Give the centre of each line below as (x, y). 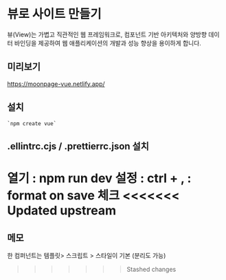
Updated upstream (62, 211)
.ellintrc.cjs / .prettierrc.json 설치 (78, 146)
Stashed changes (151, 269)
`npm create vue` (32, 123)
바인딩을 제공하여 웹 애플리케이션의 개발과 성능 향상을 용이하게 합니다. (108, 43)
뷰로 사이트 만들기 (54, 14)
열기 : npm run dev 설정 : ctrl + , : (99, 179)
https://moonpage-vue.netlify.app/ (56, 84)
